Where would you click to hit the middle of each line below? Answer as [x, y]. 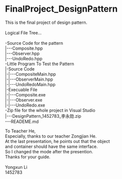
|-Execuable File [21, 89]
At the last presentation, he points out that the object [57, 141]
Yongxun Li [16, 167]
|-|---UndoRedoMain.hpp [30, 84]
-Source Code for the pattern [34, 43]
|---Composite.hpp [24, 48]
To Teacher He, [20, 131]
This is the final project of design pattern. [46, 22]
